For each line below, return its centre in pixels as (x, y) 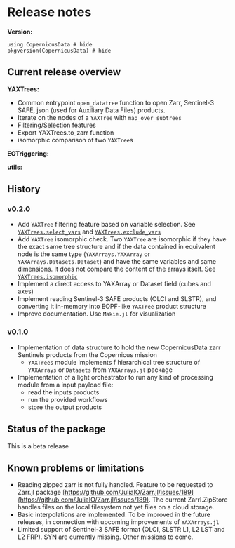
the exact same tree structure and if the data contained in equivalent (116, 247)
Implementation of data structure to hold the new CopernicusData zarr (119, 347)
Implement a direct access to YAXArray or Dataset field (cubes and (114, 284)
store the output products (65, 407)
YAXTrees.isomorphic (47, 277)
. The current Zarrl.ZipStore (188, 500)
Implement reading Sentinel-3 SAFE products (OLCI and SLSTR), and (117, 299)
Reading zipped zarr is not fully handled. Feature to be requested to (115, 485)
